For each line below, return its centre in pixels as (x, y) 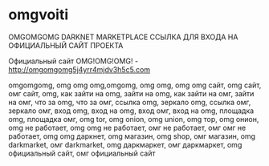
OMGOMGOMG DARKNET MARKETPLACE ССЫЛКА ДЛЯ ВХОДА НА (123, 37)
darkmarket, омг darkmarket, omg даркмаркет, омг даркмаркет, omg (125, 144)
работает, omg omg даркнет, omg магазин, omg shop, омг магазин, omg (132, 136)
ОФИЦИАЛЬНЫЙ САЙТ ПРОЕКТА (66, 45)
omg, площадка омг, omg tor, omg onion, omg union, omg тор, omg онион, (134, 119)
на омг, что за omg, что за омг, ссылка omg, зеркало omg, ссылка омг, (130, 102)
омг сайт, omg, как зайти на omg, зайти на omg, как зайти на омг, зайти (131, 93)
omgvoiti (39, 15)
